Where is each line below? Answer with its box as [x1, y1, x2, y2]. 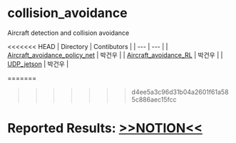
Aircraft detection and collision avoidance [7, 28, 130, 37]
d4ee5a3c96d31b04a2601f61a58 [131, 88, 230, 96]
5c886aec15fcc [131, 95, 177, 104]
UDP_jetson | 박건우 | [7, 59, 69, 68]
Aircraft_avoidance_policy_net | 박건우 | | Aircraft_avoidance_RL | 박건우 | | [7, 51, 223, 59]
